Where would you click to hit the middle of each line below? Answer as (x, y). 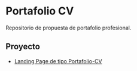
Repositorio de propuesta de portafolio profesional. (68, 28)
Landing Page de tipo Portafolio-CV (58, 61)
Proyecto (23, 47)
